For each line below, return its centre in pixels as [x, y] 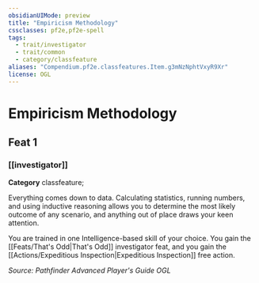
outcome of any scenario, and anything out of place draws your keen [121, 214]
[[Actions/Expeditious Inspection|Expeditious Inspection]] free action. [122, 255]
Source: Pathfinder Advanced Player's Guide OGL [90, 270]
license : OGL [30, 74]
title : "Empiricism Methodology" [63, 23]
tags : [17, 38]
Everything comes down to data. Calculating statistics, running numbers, [127, 198]
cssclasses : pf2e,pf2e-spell [56, 30]
